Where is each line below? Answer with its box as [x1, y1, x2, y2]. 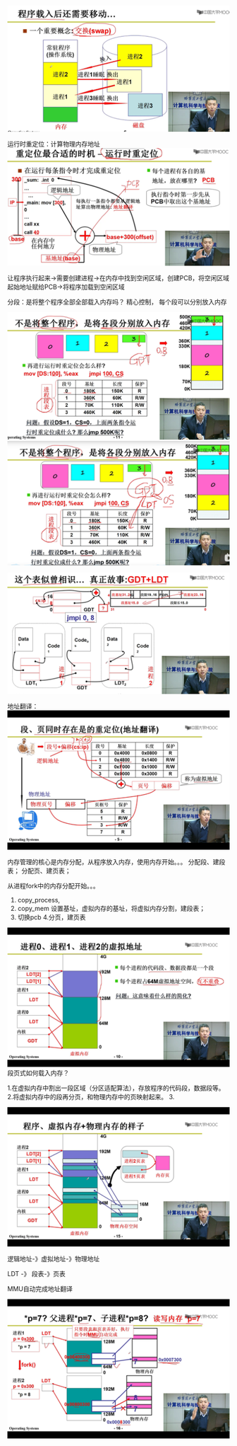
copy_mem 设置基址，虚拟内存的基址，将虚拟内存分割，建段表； [17, 904, 206, 912]
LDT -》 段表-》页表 [7, 1269, 66, 1278]
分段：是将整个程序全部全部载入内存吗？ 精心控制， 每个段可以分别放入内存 [7, 298, 227, 306]
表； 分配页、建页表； [7, 866, 71, 875]
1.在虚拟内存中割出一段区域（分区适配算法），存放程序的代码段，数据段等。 [7, 1084, 225, 1092]
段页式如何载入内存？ [7, 1068, 69, 1077]
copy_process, [17, 895, 61, 904]
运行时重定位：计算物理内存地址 [7, 140, 100, 149]
